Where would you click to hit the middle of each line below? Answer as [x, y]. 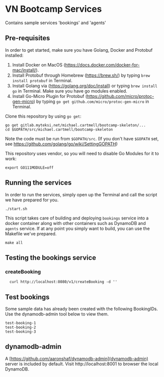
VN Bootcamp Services [54, 9]
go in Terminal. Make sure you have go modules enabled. [70, 91]
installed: [14, 55]
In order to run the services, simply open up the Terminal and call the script [81, 194]
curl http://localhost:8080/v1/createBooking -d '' [64, 282]
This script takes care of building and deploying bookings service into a [77, 218]
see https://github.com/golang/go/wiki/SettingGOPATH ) [61, 144]
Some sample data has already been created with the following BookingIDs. [82, 309]
